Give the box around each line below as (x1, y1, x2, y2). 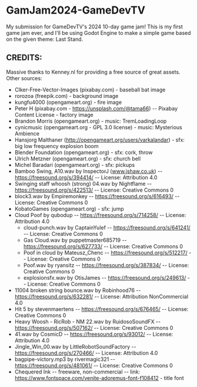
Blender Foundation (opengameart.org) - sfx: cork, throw (14, 149, 153, 156)
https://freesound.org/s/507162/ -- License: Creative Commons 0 (14, 324, 173, 331)
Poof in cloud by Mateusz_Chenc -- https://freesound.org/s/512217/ (23, 249, 188, 256)
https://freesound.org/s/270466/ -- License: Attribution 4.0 (14, 349, 158, 356)
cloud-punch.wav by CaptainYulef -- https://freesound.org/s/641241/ (23, 224, 191, 231)
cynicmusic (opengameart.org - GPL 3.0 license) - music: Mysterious (14, 123, 182, 130)
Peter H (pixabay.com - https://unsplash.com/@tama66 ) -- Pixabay (14, 104, 178, 112)
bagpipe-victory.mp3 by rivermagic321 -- (14, 355, 116, 363)
